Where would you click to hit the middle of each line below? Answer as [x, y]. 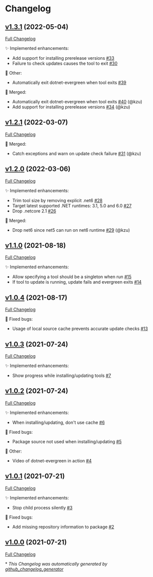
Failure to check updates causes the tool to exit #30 [65, 63]
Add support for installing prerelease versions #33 [63, 58]
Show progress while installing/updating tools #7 [62, 375]
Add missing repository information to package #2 [63, 527]
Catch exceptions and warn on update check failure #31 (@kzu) [77, 153]
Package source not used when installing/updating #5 [67, 441]
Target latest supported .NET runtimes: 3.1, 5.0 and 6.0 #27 [72, 206]
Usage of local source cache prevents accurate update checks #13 [80, 329]
